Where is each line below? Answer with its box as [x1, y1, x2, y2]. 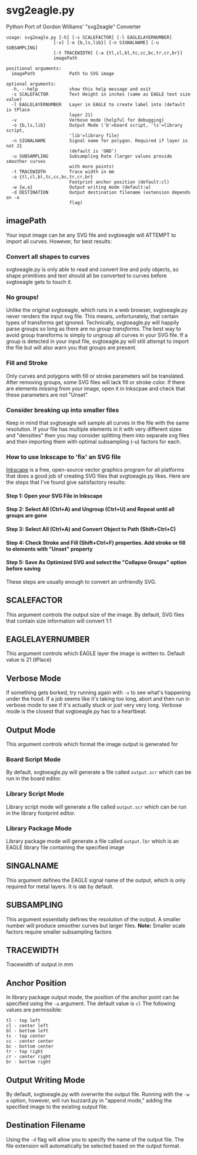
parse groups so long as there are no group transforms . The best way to [6, 325, 181, 332]
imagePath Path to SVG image [11, 70, 115, 77]
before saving [6, 565, 41, 572]
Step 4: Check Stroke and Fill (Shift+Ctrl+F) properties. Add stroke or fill [6, 539, 186, 546]
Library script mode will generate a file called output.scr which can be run [6, 803, 187, 810]
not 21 [6, 143, 22, 149]
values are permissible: [6, 1006, 63, 1013]
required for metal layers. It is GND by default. [6, 883, 114, 890]
